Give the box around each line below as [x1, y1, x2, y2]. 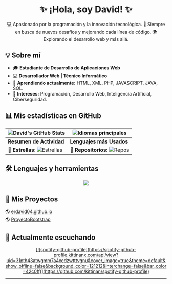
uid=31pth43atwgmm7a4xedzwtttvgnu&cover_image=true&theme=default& [6, 257, 166, 264]
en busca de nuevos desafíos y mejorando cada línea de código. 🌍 [15, 29, 157, 35]
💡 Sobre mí [5, 51, 41, 60]
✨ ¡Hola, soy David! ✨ [39, 4, 133, 15]
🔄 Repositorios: [70, 146, 108, 153]
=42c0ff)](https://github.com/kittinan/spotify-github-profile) [23, 268, 149, 274]
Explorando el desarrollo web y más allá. [43, 36, 129, 42]
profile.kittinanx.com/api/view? [53, 252, 119, 258]
